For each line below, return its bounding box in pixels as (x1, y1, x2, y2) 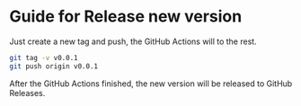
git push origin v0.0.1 (9, 61, 99, 71)
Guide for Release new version (9, 6, 243, 27)
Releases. (9, 87, 46, 98)
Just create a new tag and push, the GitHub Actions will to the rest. (9, 36, 258, 47)
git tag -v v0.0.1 (9, 53, 78, 62)
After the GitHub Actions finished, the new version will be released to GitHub (9, 78, 293, 89)
